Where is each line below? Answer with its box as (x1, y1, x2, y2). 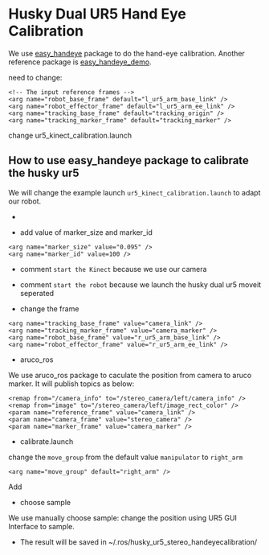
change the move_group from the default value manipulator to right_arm (8, 452, 243, 462)
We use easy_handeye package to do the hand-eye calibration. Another (8, 48, 245, 58)
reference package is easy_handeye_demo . (8, 57, 152, 67)
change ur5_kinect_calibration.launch (8, 130, 132, 140)
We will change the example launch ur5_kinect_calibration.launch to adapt (8, 187, 261, 197)
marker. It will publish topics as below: (8, 379, 135, 388)
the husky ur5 (8, 166, 79, 180)
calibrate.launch (19, 436, 74, 446)
